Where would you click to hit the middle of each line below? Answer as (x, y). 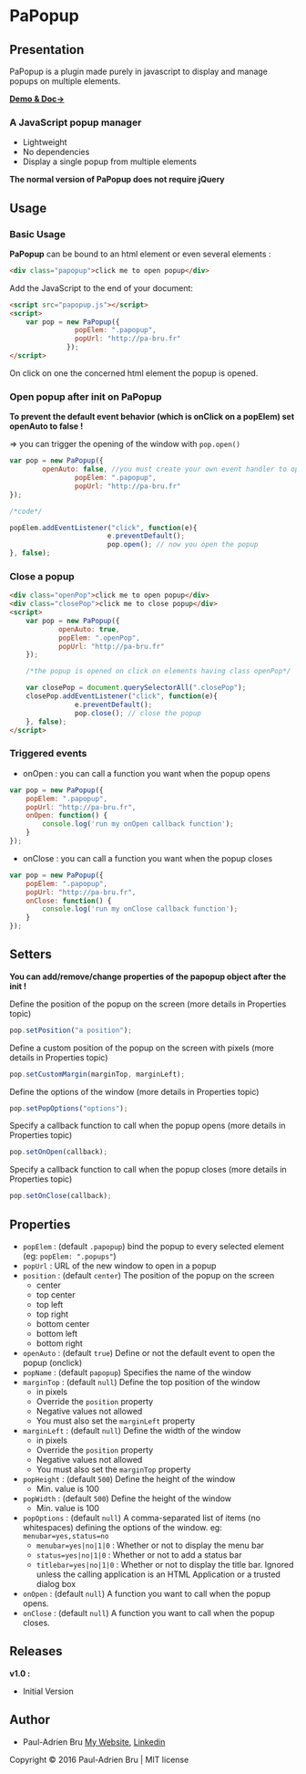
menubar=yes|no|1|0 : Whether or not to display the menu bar (150, 1545)
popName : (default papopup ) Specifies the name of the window (137, 1372)
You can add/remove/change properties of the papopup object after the (148, 976)
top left (50, 1304)
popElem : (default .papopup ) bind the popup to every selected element (153, 1246)
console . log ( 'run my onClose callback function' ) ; (140, 909)
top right (52, 1314)
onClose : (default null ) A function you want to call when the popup (148, 1613)
